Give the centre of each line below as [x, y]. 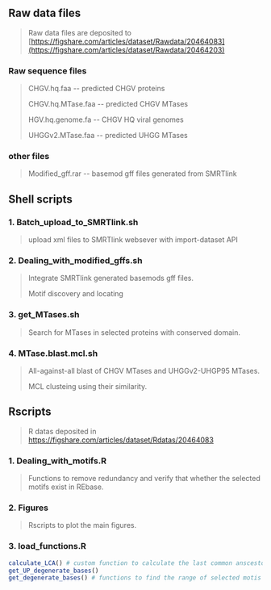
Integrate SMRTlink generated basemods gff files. [111, 278]
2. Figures [28, 508]
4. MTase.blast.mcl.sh [53, 353]
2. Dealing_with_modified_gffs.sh [75, 261]
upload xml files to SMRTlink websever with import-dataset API [133, 240]
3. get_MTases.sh [44, 315]
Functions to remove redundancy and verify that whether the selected [144, 479]
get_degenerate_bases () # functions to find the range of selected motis [135, 578]
